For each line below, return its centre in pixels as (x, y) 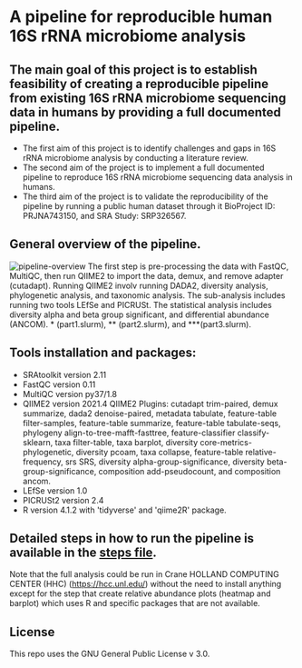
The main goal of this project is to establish (134, 70)
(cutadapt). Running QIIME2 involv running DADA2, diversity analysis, (139, 285)
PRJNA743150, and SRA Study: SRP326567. (104, 216)
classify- (253, 433)
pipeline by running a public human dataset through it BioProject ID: (149, 206)
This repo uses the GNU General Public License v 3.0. (110, 654)
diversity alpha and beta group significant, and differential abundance (140, 314)
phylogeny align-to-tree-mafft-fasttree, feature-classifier (129, 433)
